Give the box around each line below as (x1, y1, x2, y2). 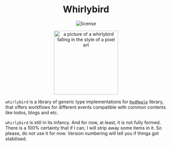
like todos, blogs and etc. (5, 109, 58, 115)
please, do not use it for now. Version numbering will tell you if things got (5, 130, 159, 136)
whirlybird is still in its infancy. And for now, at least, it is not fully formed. (5, 119, 161, 126)
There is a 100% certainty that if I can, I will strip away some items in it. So (5, 125, 162, 131)
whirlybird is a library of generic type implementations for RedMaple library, (5, 99, 164, 105)
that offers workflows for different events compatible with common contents (5, 104, 166, 110)
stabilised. (5, 135, 27, 141)
